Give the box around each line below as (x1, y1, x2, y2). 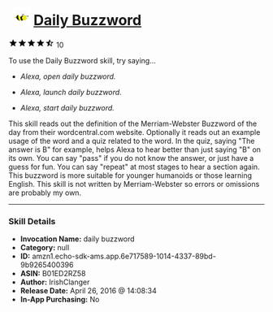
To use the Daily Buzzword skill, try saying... (8, 55, 157, 65)
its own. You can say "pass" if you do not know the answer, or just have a (8, 153, 254, 162)
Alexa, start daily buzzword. (19, 102, 115, 112)
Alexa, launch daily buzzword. (19, 87, 122, 97)
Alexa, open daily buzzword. (19, 71, 116, 81)
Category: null (19, 243, 70, 253)
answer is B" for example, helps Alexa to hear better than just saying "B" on (8, 145, 262, 154)
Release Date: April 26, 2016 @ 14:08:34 (19, 286, 157, 296)
